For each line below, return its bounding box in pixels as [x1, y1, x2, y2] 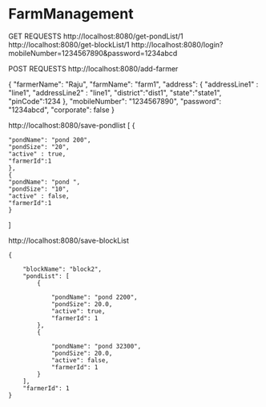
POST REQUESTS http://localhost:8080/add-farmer [8, 63, 179, 73]
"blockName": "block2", [22, 265, 103, 273]
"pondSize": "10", [8, 185, 70, 193]
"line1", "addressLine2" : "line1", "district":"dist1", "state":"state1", [8, 87, 222, 97]
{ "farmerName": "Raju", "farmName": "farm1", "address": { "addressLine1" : [8, 79, 259, 89]
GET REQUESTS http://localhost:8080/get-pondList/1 [8, 31, 184, 41]
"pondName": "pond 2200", [50, 293, 138, 301]
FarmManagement [8, 5, 134, 23]
